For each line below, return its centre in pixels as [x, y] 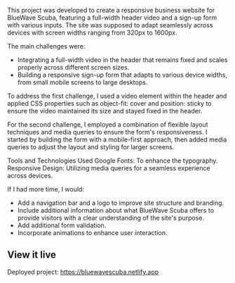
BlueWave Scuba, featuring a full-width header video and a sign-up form [112, 18]
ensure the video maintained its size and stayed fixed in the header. [105, 111]
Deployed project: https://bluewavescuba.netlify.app [83, 272]
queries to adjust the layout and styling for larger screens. [91, 147]
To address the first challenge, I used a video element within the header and [117, 96]
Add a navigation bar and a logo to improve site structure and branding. [121, 203]
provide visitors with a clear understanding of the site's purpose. [111, 218]
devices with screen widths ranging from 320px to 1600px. [92, 32]
